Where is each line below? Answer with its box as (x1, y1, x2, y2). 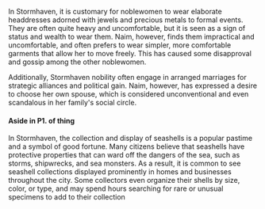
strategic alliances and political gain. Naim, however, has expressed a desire (8, 81, 258, 90)
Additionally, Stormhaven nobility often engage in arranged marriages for (8, 73, 248, 82)
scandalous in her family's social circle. (8, 98, 137, 107)
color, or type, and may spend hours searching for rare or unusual (8, 184, 224, 193)
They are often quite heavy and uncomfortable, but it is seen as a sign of (8, 24, 246, 32)
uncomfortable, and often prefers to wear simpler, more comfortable (8, 40, 232, 50)
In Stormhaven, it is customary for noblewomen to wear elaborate (8, 7, 222, 16)
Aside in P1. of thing (8, 116, 75, 125)
